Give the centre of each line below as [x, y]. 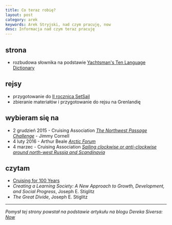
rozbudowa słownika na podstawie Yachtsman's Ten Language [79, 62]
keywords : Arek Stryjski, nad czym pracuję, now [58, 24]
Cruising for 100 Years [36, 181]
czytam [18, 168]
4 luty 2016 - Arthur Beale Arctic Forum [54, 141]
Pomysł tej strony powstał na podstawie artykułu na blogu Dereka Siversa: [84, 212]
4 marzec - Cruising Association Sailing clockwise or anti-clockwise [85, 146]
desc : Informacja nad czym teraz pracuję [50, 29]
